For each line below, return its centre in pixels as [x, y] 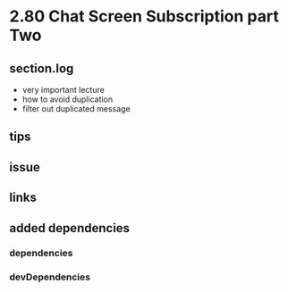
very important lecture [63, 90]
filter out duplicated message [76, 108]
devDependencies [50, 277]
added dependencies [70, 228]
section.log [42, 68]
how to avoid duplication [68, 99]
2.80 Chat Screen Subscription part [144, 17]
